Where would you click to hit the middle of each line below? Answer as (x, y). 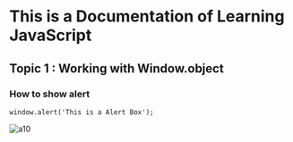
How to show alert (50, 94)
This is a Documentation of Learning (147, 17)
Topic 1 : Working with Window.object (116, 68)
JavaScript (51, 35)
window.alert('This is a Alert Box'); (82, 112)
